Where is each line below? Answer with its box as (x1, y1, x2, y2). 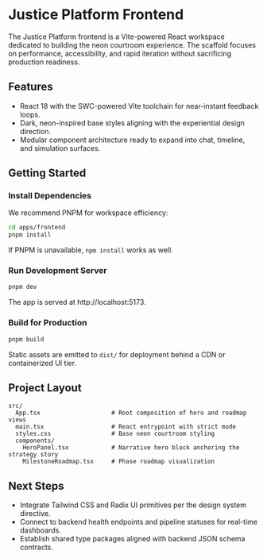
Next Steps (8, 479, 64, 493)
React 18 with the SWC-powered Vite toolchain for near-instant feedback (19, 101, 259, 110)
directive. (19, 509, 51, 518)
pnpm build (8, 335, 44, 343)
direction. (19, 126, 52, 136)
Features (8, 80, 53, 94)
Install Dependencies (8, 190, 92, 202)
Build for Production (8, 317, 87, 329)
